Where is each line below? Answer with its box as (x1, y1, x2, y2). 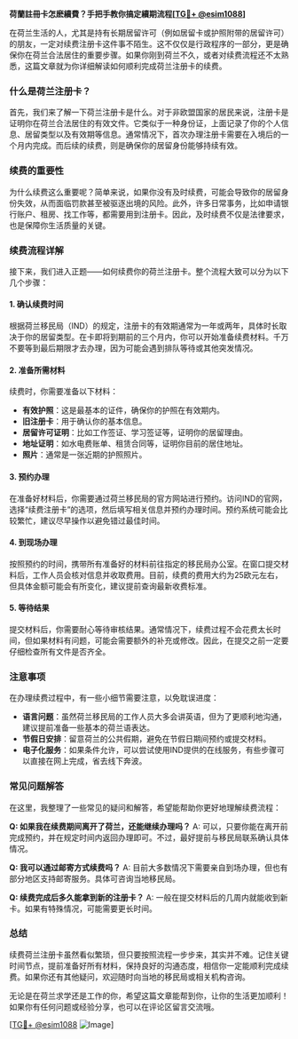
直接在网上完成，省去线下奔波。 (29, 756, 147, 766)
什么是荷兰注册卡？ (9, 84, 91, 97)
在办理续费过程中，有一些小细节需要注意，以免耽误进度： (9, 693, 219, 703)
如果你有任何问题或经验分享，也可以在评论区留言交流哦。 (9, 1001, 219, 1011)
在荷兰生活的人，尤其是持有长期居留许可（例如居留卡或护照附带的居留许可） (9, 28, 289, 38)
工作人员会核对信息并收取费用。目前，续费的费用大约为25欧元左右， (32, 569, 283, 580)
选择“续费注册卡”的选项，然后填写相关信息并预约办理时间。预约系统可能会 (9, 504, 281, 514)
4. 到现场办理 (9, 537, 58, 548)
